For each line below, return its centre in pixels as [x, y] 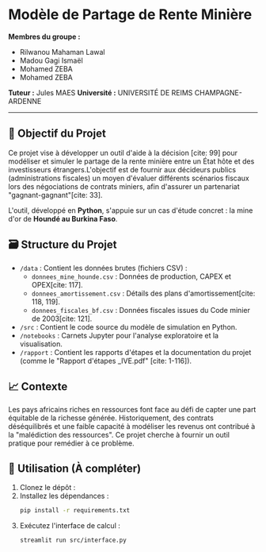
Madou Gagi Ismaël [51, 60]
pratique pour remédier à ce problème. [71, 443]
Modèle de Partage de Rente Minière [130, 15]
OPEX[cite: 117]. [57, 284]
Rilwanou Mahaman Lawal [62, 52]
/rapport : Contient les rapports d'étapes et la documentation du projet [135, 352]
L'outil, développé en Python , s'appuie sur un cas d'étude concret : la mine [131, 210]
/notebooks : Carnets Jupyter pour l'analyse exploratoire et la [119, 335]
